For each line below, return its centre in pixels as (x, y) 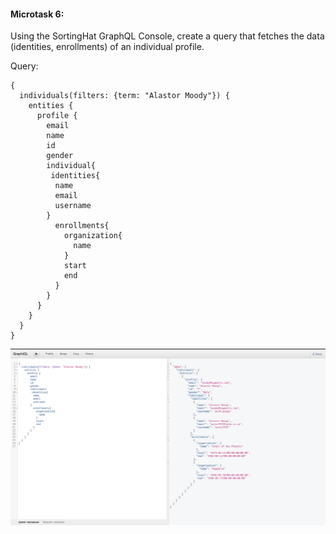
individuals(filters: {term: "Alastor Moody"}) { (124, 96)
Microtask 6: (37, 14)
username (73, 206)
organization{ (93, 236)
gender (60, 156)
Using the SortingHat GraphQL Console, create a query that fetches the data (167, 36)
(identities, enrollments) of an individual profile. (107, 47)
